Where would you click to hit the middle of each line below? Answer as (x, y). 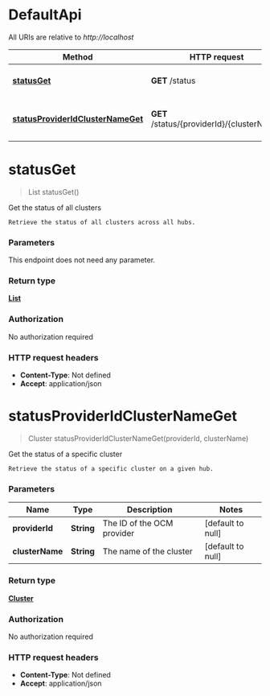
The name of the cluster (147, 551)
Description (149, 510)
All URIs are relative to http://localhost (71, 37)
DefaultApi (45, 15)
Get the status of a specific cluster (65, 454)
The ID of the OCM (138, 523)
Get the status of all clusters (55, 208)
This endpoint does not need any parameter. (82, 260)
